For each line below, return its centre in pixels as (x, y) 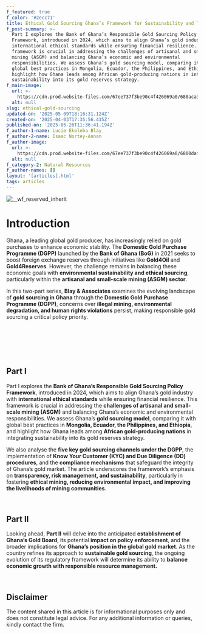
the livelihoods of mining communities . (56, 488)
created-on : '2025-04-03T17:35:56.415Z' (58, 119)
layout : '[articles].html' (40, 176)
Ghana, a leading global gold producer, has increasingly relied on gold (94, 240)
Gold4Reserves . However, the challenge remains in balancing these (92, 266)
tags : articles (25, 182)
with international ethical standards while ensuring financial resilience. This (102, 399)
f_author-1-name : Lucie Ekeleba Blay (54, 131)
